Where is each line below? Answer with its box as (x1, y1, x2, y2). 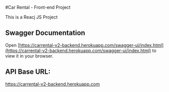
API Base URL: (5, 68, 51, 76)
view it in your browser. (5, 53, 54, 59)
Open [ (5, 42, 20, 48)
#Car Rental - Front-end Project (5, 5, 71, 10)
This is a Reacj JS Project (5, 14, 58, 20)
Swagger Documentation (5, 29, 86, 37)
